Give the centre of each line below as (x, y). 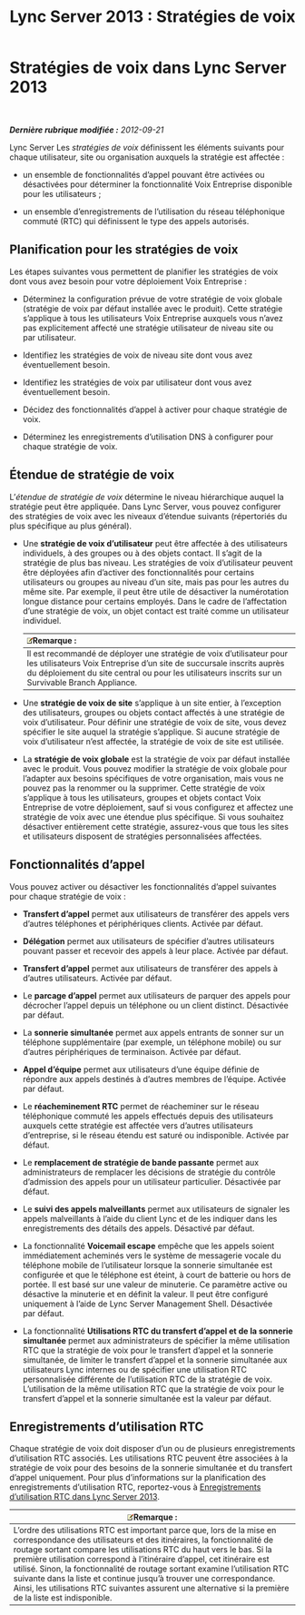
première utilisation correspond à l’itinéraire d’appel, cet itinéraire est (141, 1560)
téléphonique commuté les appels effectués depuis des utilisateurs (148, 1116)
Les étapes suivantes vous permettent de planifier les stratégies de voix (144, 271)
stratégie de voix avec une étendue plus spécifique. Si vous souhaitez (153, 817)
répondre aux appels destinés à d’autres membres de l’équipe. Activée (154, 1078)
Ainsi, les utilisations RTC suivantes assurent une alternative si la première (151, 1588)
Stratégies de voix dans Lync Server (148, 68)
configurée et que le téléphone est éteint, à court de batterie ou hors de (157, 1275)
